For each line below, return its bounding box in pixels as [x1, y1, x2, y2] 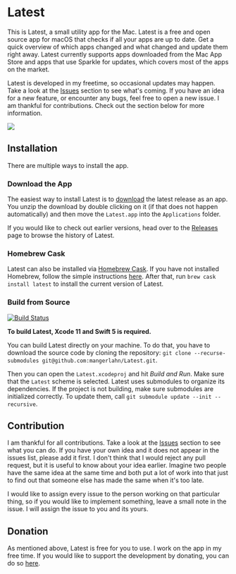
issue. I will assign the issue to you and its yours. [7, 505, 149, 513]
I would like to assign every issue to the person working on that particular [7, 490, 221, 498]
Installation [7, 143, 58, 155]
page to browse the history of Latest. [7, 231, 115, 240]
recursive [7, 400, 37, 408]
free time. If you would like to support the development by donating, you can [7, 551, 230, 560]
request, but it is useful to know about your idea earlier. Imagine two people [7, 461, 227, 470]
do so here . [7, 559, 41, 568]
